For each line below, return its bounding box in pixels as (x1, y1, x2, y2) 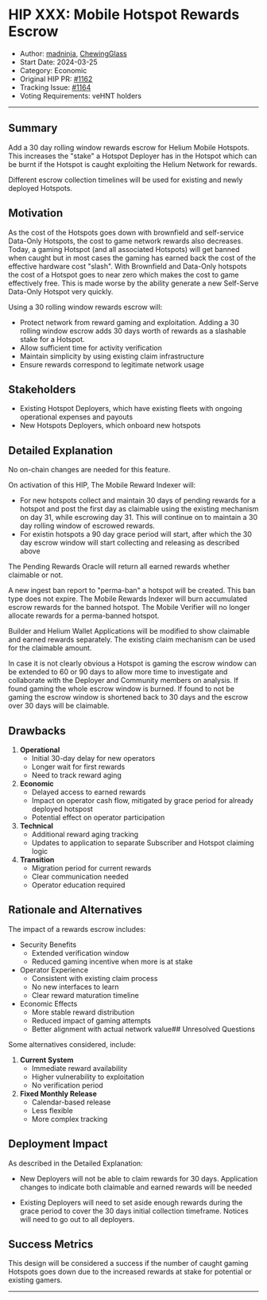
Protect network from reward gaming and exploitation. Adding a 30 (19, 317, 240, 327)
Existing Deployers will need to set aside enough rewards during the (19, 1197, 243, 1207)
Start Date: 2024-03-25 (19, 57, 98, 67)
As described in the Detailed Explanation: (8, 1158, 143, 1168)
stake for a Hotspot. (19, 334, 85, 343)
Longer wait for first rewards (31, 762, 126, 771)
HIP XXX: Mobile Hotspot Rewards (8, 6, 240, 24)
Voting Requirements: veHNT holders (19, 91, 141, 100)
